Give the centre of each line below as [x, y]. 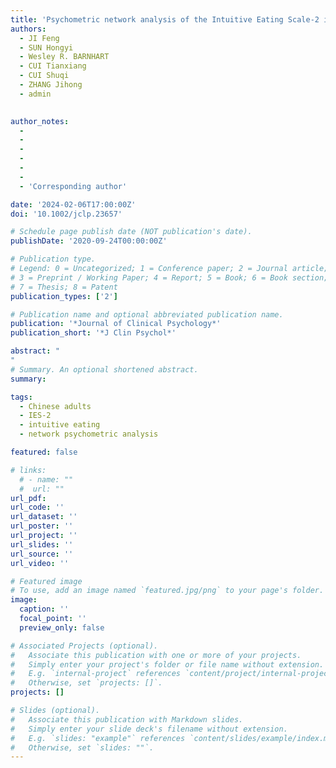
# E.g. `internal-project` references [96, 674]
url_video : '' [40, 563]
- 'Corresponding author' [73, 186]
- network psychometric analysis [89, 434]
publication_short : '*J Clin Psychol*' [93, 333]
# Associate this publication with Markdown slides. [127, 719]
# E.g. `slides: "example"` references [98, 738]
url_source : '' [42, 554]
